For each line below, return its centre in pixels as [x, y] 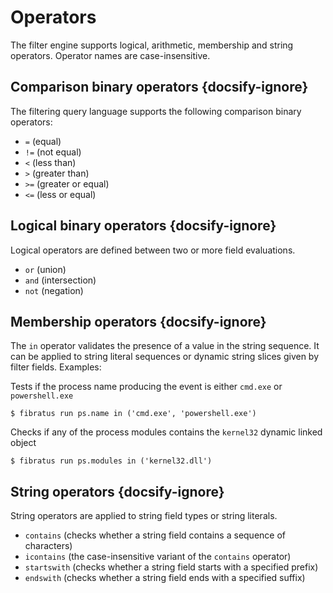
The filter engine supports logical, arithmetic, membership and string [152, 45]
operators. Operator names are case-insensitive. [110, 55]
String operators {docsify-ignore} [117, 491]
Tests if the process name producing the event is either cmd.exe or [146, 387]
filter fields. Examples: [56, 367]
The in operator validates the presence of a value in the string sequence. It [165, 346]
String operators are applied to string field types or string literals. [144, 516]
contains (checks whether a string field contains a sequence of [155, 535]
